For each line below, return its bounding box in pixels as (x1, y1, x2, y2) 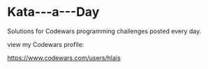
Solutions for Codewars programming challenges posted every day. (7, 27, 202, 35)
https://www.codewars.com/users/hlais (7, 53, 121, 62)
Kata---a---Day (7, 4, 100, 20)
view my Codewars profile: (7, 40, 84, 48)
